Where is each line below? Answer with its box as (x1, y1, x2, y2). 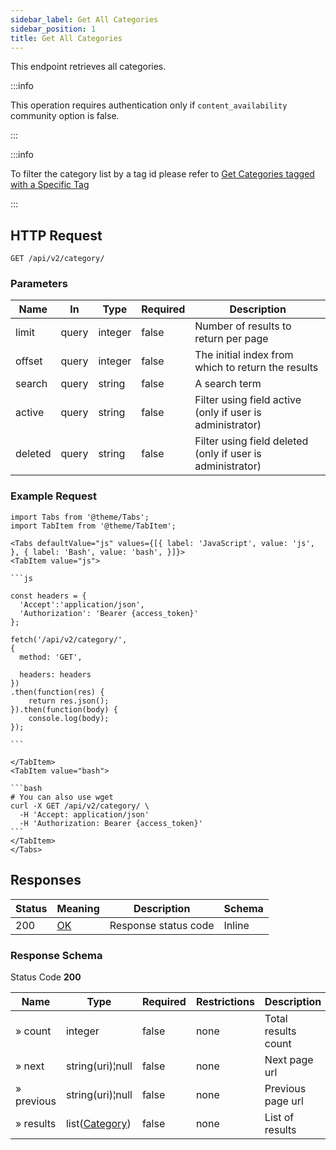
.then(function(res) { (10, 687, 105, 697)
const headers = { (10, 591, 87, 601)
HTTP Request (10, 227, 103, 244)
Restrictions (195, 994, 255, 1008)
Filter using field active (194, 393, 302, 407)
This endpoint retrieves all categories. (10, 61, 167, 73)
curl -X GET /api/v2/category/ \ (10, 801, 150, 811)
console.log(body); (28, 713, 110, 723)
